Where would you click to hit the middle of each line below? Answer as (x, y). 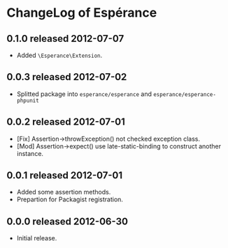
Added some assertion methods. (64, 192)
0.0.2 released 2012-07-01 (66, 122)
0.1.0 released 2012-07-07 (65, 39)
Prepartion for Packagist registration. (70, 199)
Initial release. (37, 238)
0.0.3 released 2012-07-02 (67, 77)
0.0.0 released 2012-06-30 (67, 221)
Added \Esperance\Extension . (59, 55)
